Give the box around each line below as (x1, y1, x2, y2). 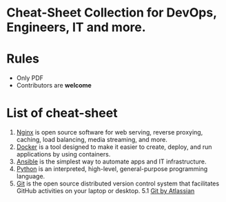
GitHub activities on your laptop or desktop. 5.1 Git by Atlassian (16, 187, 195, 195)
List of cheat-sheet (6, 105, 118, 121)
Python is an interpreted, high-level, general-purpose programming (16, 165, 208, 173)
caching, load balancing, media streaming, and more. (16, 136, 168, 144)
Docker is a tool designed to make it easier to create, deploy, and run (16, 143, 212, 151)
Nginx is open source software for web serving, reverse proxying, (16, 128, 203, 137)
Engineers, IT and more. (6, 19, 146, 35)
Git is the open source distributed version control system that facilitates (16, 179, 220, 188)
